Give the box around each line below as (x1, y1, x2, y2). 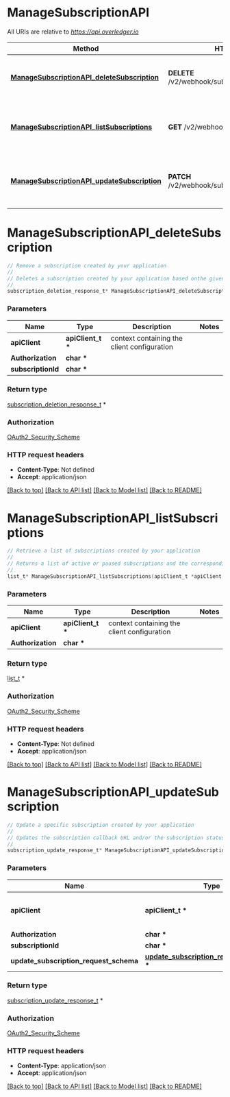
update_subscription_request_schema (10, 956, 139, 965)
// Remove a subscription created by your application (7, 262, 167, 269)
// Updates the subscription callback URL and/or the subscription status (7, 834, 225, 841)
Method (73, 43, 99, 53)
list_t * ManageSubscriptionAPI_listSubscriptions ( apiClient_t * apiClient (7, 572, 222, 580)
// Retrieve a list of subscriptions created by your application (7, 547, 201, 555)
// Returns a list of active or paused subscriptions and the (7, 560, 188, 567)
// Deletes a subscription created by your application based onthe (7, 275, 207, 282)
